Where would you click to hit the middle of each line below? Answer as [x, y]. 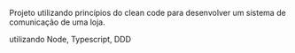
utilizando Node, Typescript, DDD [70, 39]
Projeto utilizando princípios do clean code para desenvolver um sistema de [147, 13]
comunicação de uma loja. [58, 22]
